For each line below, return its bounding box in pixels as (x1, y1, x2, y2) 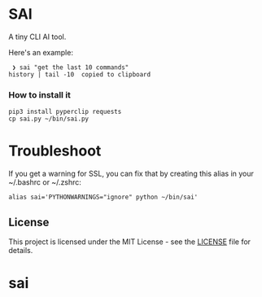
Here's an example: (8, 47, 73, 57)
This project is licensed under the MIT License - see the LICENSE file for (8, 237, 251, 247)
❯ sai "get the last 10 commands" (11, 63, 129, 72)
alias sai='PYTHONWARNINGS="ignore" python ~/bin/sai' (8, 193, 199, 202)
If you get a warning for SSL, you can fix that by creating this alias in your (8, 168, 255, 179)
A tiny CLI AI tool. (8, 32, 67, 41)
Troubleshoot (8, 142, 102, 160)
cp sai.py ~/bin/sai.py (8, 115, 90, 123)
